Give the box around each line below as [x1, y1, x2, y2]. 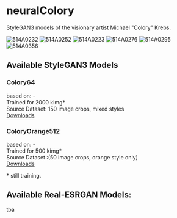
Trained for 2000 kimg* [6, 98, 65, 106]
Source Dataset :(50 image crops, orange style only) [6, 153, 139, 161]
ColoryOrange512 [6, 126, 60, 135]
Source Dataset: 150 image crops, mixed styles [6, 105, 125, 112]
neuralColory [6, 4, 74, 18]
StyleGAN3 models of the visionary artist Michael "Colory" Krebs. [6, 24, 171, 31]
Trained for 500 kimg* [6, 147, 62, 154]
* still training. [6, 172, 42, 179]
